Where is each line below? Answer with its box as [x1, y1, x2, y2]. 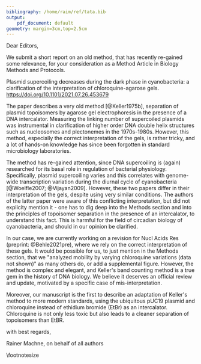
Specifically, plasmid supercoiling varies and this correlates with [6, 172, 165, 179]
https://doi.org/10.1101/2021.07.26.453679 [6, 91, 109, 98]
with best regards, [6, 329, 51, 336]
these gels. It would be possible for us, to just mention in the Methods [6, 247, 179, 254]
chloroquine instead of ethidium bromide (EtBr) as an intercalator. [6, 304, 168, 311]
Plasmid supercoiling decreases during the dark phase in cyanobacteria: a [6, 78, 190, 85]
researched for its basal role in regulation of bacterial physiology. [6, 165, 167, 173]
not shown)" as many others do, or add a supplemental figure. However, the [6, 260, 194, 268]
